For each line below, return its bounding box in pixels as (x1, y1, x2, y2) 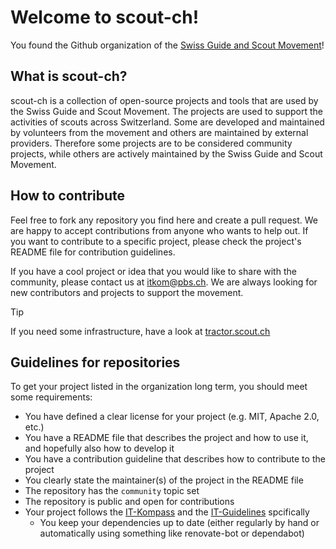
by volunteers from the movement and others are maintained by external (10, 126, 309, 138)
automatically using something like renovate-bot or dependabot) (39, 527, 305, 540)
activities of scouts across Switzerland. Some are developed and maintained (10, 116, 325, 128)
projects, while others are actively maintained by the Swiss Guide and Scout (10, 147, 323, 160)
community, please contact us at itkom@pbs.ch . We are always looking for (10, 276, 318, 288)
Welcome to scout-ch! (10, 6, 200, 29)
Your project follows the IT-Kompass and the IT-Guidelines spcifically (24, 506, 310, 518)
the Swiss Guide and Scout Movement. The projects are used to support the (10, 105, 323, 117)
